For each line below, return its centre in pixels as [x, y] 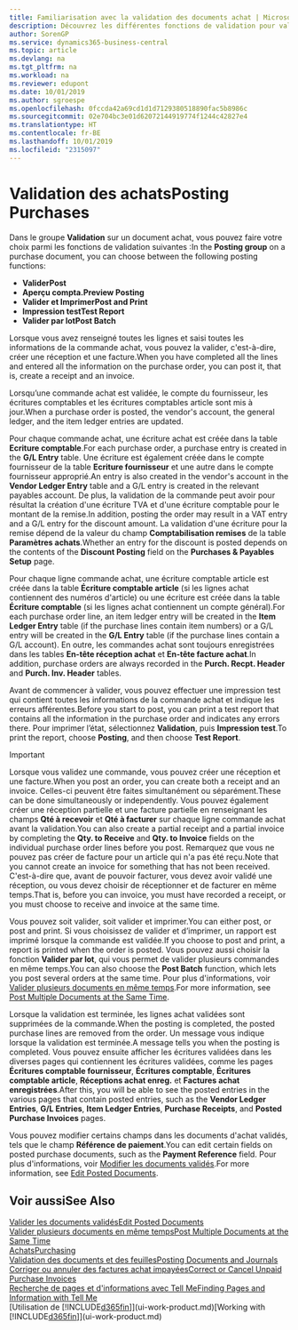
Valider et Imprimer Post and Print [85, 301]
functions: [27, 265]
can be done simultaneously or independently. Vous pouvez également [139, 800]
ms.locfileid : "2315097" [55, 149]
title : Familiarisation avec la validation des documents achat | [134, 17]
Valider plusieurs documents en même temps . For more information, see [140, 987]
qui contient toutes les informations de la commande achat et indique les [142, 700]
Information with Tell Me [53, 1298]
